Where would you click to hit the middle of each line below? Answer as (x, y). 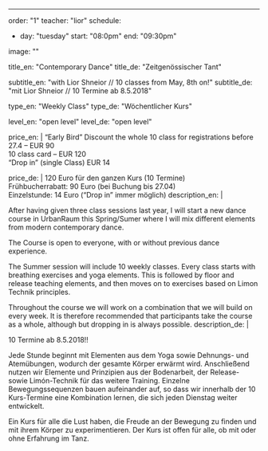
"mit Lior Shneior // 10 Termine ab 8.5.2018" (80, 91)
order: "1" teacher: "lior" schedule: (65, 20)
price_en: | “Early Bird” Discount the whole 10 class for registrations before (131, 137)
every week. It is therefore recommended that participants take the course (130, 316)
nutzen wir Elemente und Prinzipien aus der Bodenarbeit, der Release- (124, 372)
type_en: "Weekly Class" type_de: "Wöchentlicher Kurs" (100, 106)
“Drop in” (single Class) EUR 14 (59, 163)
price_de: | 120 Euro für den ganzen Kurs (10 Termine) (97, 178)
